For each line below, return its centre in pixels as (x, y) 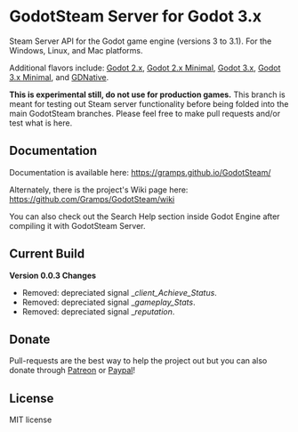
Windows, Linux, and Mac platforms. (76, 50)
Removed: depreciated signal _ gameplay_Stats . (109, 302)
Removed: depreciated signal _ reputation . (98, 311)
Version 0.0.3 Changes (52, 275)
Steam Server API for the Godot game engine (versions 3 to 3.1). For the (141, 41)
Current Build (47, 254)
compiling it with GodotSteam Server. (77, 225)
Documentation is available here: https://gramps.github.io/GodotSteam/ (140, 172)
